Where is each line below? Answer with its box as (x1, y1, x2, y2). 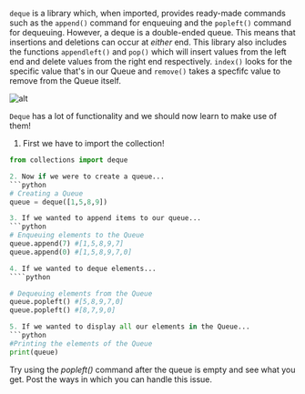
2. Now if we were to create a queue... (9, 172, 166, 181)
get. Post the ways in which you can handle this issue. (9, 373, 212, 385)
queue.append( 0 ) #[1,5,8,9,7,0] (9, 248, 132, 257)
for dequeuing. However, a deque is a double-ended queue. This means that (9, 27, 296, 37)
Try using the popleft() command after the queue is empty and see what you (9, 364, 296, 375)
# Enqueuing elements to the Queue (9, 231, 145, 240)
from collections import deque (9, 156, 128, 165)
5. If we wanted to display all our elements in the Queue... (9, 322, 250, 331)
